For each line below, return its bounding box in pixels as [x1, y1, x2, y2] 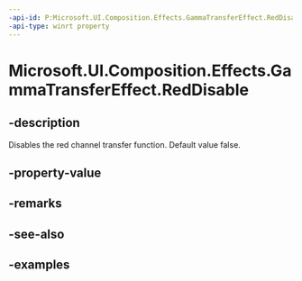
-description [8, 115, 80, 131]
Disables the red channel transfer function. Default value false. [8, 139, 241, 150]
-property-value [8, 165, 102, 180]
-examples [8, 258, 70, 273]
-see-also [8, 226, 65, 241]
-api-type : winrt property [8, 22, 110, 31]
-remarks [8, 195, 62, 212]
